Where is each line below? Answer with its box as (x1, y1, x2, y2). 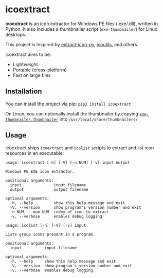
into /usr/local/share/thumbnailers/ (59, 116, 138, 122)
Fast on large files (12, 72, 51, 78)
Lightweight (12, 61, 38, 67)
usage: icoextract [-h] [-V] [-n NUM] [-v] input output (5, 160, 130, 165)
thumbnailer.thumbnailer (5, 117, 59, 122)
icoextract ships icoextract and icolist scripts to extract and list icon (5, 145, 154, 151)
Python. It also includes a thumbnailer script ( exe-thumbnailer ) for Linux (5, 26, 158, 32)
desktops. (5, 31, 27, 37)
